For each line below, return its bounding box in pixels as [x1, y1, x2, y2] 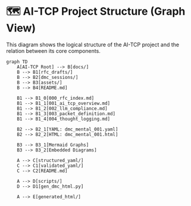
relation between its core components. [6, 47, 101, 54]
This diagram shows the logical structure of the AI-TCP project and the [6, 41, 180, 48]
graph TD [6, 59, 28, 65]
